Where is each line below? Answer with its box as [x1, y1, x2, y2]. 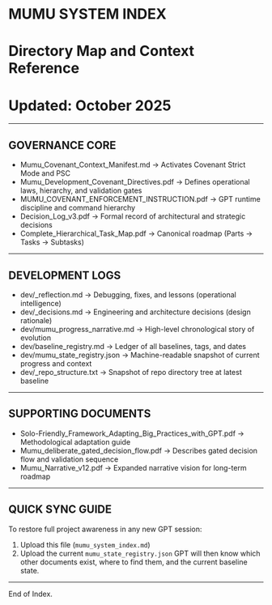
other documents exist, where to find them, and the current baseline [19, 556, 249, 567]
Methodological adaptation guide [19, 437, 131, 446]
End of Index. [8, 589, 53, 599]
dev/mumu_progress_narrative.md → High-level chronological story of [19, 324, 255, 334]
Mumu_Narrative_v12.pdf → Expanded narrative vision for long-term [19, 462, 247, 472]
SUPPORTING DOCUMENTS [8, 407, 151, 421]
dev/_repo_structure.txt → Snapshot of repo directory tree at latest [19, 367, 242, 377]
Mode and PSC [19, 168, 71, 178]
